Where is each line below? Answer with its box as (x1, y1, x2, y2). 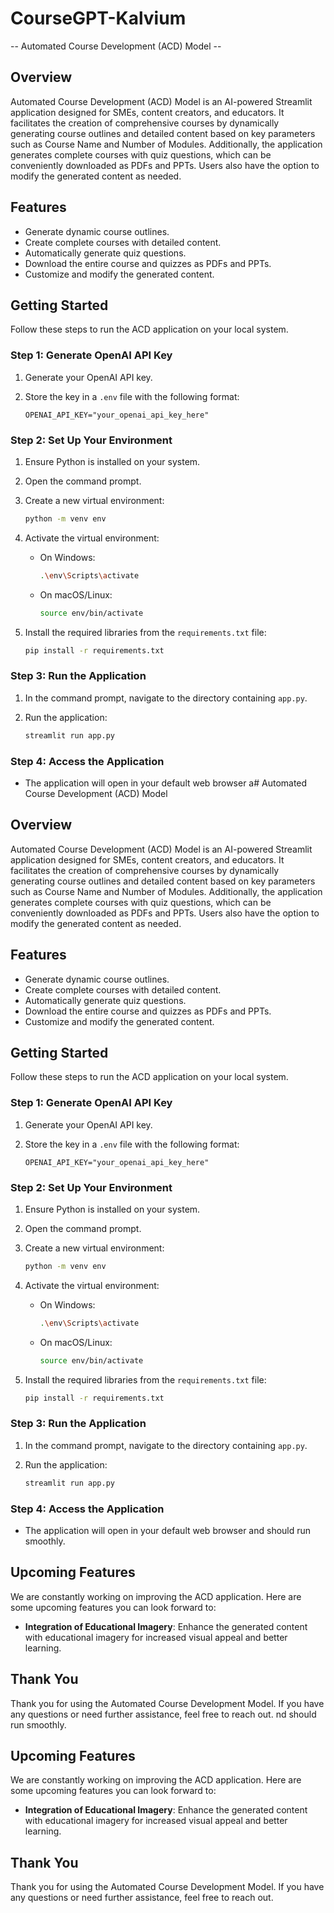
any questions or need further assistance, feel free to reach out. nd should (10, 1708, 317, 1720)
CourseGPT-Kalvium (10, 7, 187, 30)
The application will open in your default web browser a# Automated (24, 777, 308, 789)
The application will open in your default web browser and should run (24, 1524, 312, 1536)
